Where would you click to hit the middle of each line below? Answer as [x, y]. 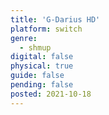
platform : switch [46, 29]
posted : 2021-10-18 [51, 94]
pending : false [42, 85]
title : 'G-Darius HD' [55, 19]
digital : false [42, 57]
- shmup [35, 47]
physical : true [42, 66]
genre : [24, 38]
